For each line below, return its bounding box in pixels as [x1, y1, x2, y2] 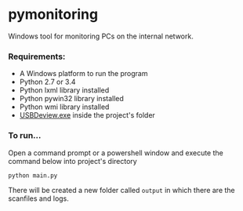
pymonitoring [8, 5, 99, 24]
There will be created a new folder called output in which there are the [8, 185, 235, 195]
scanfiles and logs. [8, 194, 69, 203]
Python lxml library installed [19, 85, 110, 95]
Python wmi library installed [19, 102, 110, 111]
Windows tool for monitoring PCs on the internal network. [8, 31, 194, 41]
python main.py [8, 171, 58, 180]
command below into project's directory [8, 156, 137, 166]
